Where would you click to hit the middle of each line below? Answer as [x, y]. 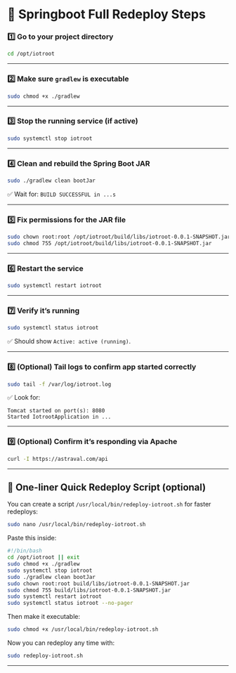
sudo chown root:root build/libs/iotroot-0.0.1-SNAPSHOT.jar [99, 583]
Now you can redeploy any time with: [61, 643]
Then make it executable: [44, 617]
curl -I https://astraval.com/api [58, 459]
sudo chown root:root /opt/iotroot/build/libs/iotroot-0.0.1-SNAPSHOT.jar [119, 237]
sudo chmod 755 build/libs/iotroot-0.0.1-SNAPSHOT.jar [89, 590]
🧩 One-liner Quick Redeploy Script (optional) [107, 487]
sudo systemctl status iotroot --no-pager [70, 603]
